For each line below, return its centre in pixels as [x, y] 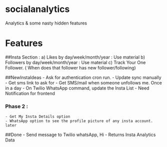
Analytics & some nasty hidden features [46, 23]
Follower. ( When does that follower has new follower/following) [70, 67]
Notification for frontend [30, 93]
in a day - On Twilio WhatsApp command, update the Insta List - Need [77, 88]
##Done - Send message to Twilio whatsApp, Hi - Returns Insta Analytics [80, 135]
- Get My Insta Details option [38, 117]
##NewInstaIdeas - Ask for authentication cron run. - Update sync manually [83, 77]
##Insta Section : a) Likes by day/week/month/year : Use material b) [75, 57]
